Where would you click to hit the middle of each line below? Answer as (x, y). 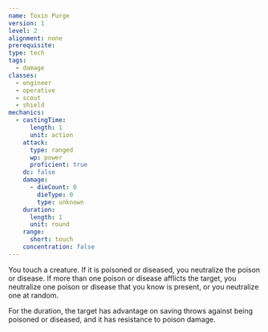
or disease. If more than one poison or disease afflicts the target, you (122, 278)
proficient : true (59, 165)
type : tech (26, 53)
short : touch (51, 240)
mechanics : (26, 113)
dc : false (39, 172)
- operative (36, 90)
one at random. (33, 295)
